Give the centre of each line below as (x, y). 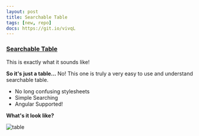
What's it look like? (30, 115)
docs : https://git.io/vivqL (41, 28)
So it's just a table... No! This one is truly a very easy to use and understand (99, 73)
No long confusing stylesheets (52, 91)
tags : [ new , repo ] (29, 23)
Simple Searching (36, 97)
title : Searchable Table (37, 17)
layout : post (22, 12)
